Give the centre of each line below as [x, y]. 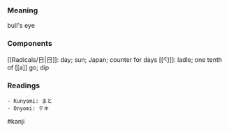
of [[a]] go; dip [28, 67]
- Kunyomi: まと [30, 101]
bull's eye [21, 26]
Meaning [23, 10]
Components [30, 44]
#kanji [16, 121]
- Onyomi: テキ [28, 108]
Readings [24, 85]
